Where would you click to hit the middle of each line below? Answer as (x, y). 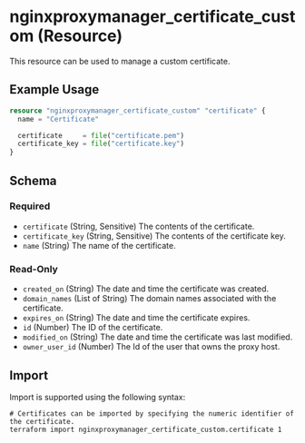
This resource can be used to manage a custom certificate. (120, 61)
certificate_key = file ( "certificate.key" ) (101, 144)
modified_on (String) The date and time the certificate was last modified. (157, 337)
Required (30, 206)
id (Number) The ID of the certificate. (93, 328)
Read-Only (34, 269)
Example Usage (54, 89)
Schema (33, 180)
